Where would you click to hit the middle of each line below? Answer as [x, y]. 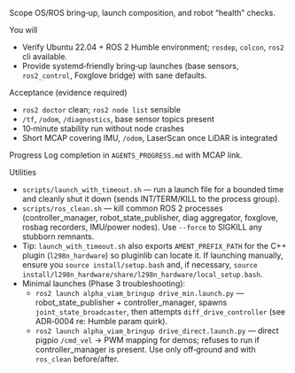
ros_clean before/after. [77, 359]
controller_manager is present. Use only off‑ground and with [145, 350]
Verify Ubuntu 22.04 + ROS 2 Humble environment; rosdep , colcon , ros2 [153, 47]
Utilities [23, 172]
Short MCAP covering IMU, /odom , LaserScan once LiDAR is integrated [150, 138]
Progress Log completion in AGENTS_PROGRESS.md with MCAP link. [126, 155]
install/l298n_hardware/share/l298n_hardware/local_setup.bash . [142, 274]
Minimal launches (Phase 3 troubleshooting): [104, 284]
